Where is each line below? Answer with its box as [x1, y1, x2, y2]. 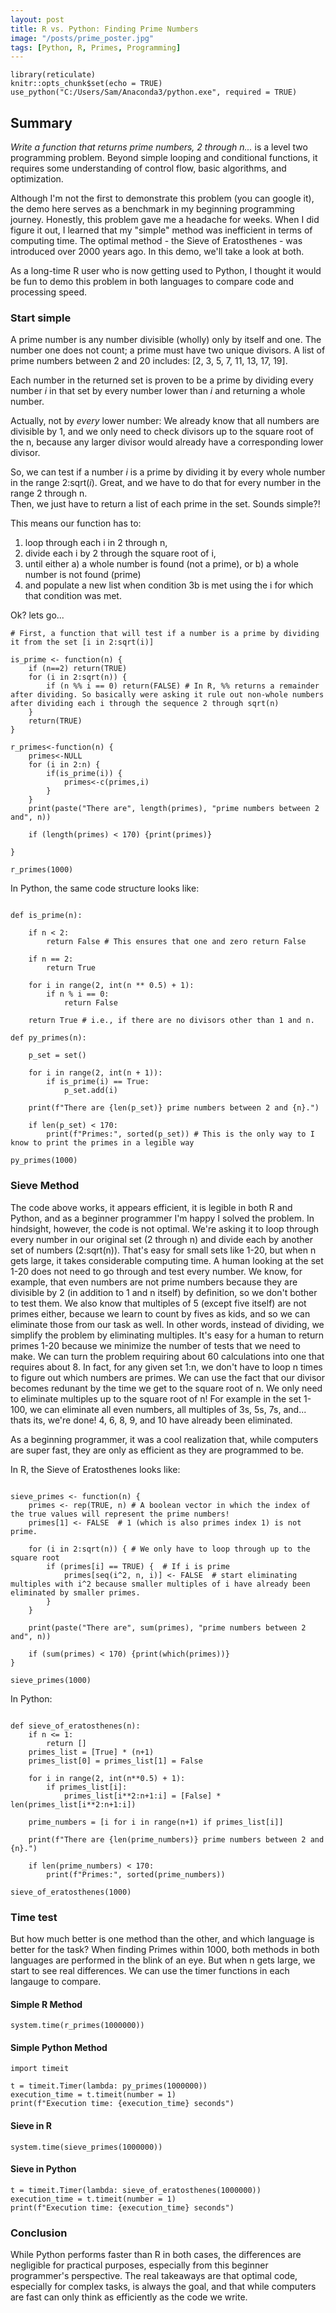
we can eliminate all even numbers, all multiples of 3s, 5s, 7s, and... [29, 1403, 307, 1415]
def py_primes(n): [10, 1033, 87, 1043]
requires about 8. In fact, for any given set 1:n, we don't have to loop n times [10, 1361, 323, 1373]
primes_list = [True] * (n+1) [28, 1747, 155, 1757]
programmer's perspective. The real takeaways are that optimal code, [10, 2270, 298, 2282]
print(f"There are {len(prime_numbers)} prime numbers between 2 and [28, 1834, 325, 1845]
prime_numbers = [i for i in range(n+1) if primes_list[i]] [28, 1817, 284, 1827]
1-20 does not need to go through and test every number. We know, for [10, 1265, 303, 1277]
